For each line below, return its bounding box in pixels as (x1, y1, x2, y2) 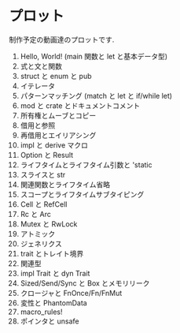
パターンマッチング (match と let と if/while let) (20, 91, 172, 100)
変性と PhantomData (20, 297, 87, 308)
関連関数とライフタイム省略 (20, 179, 111, 189)
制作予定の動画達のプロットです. (9, 35, 115, 44)
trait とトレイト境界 (20, 249, 84, 258)
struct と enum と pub (20, 71, 93, 80)
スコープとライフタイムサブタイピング (20, 189, 145, 199)
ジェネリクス (20, 238, 62, 249)
